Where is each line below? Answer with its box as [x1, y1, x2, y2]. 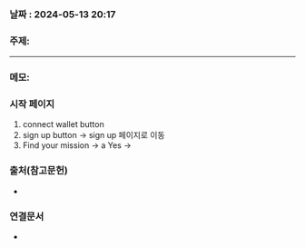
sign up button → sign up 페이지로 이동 [22, 130, 165, 141]
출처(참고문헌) [9, 164, 68, 177]
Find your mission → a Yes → [22, 140, 132, 151]
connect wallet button [22, 119, 104, 130]
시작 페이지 [9, 98, 55, 111]
